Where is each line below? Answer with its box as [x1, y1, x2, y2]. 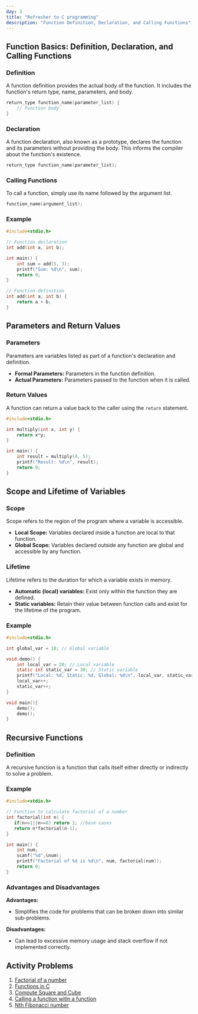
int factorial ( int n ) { [6, 815, 65, 821]
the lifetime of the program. [14, 606, 81, 613]
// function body [16, 105, 60, 111]
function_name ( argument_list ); [6, 201, 83, 207]
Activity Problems [6, 961, 74, 971]
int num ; [16, 847, 38, 853]
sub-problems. [14, 915, 51, 922]
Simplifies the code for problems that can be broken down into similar [14, 908, 184, 915]
